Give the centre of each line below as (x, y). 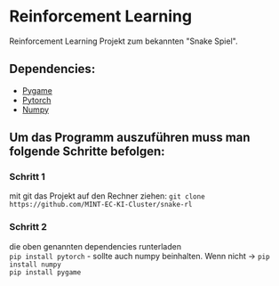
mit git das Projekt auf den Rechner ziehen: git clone (108, 196)
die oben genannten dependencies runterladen (96, 246)
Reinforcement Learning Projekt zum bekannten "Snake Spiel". (124, 41)
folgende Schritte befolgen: (88, 152)
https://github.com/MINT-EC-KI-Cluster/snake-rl (101, 205)
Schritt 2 (28, 227)
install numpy (36, 265)
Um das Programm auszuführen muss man (130, 138)
